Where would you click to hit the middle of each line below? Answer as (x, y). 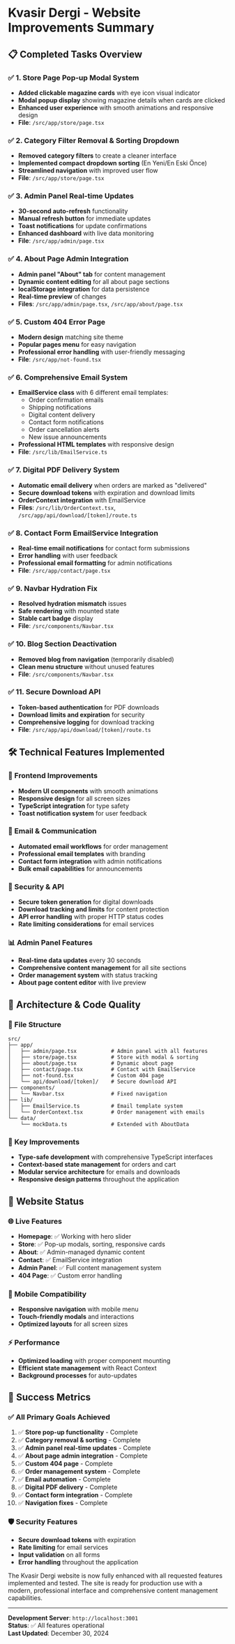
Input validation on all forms (59, 1555)
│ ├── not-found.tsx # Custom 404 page (86, 1076)
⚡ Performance (34, 1343)
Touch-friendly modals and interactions (76, 1317)
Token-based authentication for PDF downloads (89, 707)
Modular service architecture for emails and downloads (99, 1172)
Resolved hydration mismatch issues (72, 604)
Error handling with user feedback (68, 555)
